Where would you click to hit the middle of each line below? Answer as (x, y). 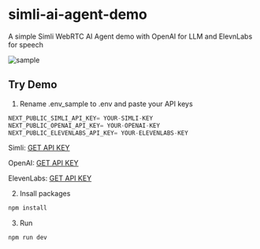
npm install (28, 208)
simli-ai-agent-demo (78, 15)
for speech (26, 44)
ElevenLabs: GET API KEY (50, 178)
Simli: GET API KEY (39, 148)
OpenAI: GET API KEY (43, 163)
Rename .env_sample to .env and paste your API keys (106, 103)
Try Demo (33, 85)
